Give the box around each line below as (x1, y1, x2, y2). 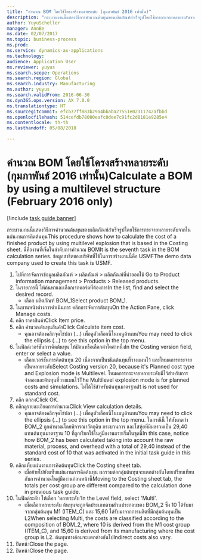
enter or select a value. (15, 349, 72, 357)
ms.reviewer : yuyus (7, 64, 55, 70)
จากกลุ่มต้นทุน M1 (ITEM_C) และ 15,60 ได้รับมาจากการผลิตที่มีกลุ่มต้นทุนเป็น (24, 508, 181, 515)
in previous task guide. (24, 488, 81, 495)
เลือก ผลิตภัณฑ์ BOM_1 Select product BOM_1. (24, 296, 128, 304)
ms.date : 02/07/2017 (7, 31, 58, 37)
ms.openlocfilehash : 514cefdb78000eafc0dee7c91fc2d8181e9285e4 (7, 114, 168, 120)
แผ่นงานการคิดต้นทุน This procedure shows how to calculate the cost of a (7, 233, 177, 240)
